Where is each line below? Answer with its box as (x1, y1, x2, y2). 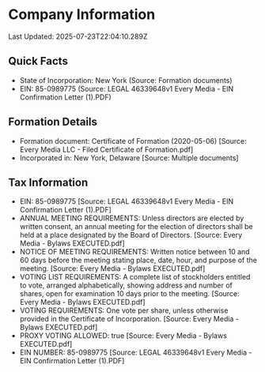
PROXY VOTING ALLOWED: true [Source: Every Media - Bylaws (19, 331, 228, 340)
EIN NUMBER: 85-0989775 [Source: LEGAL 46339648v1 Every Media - (19, 348, 252, 357)
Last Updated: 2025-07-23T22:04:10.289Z (8, 32, 148, 41)
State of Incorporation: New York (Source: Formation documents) (19, 75, 233, 85)
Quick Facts (8, 54, 69, 68)
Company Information (8, 6, 156, 24)
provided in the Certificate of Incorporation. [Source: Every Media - (19, 314, 240, 324)
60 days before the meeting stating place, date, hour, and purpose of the (19, 255, 257, 265)
